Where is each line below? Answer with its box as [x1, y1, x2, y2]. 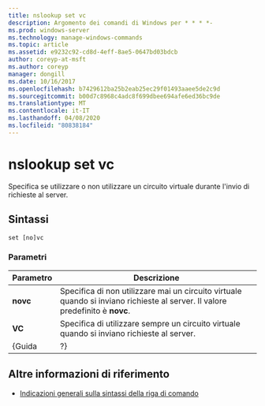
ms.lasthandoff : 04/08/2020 [8, 114, 101, 122]
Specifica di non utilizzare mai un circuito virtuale [59, 285, 242, 296]
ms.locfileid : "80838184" [8, 121, 93, 129]
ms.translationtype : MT [8, 99, 87, 107]
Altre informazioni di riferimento [8, 367, 170, 381]
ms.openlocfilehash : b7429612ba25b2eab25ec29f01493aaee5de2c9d [8, 84, 221, 93]
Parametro [12, 272, 53, 283]
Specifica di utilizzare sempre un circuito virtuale [59, 318, 241, 329]
